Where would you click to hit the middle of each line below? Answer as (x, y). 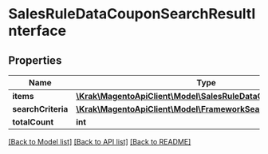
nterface (37, 31)
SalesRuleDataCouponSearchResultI (132, 14)
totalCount (33, 122)
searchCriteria (40, 109)
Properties (35, 60)
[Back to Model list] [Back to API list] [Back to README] (100, 142)
